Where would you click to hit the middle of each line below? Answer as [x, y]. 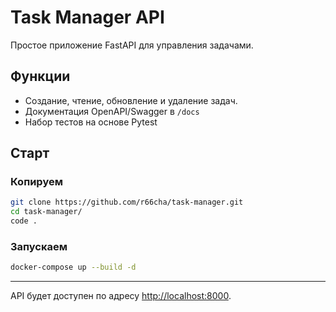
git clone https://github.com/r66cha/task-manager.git [127, 202]
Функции [40, 76]
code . [24, 221]
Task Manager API [87, 17]
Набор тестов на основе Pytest [91, 122]
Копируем [36, 182]
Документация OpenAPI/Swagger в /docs [112, 111]
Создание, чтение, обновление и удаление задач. [131, 100]
